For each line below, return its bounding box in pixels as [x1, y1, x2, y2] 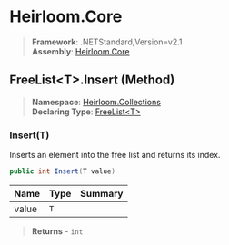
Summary [80, 187, 124, 200]
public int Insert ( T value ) [9, 167, 116, 176]
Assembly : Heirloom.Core [31, 45, 130, 56]
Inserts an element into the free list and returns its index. [9, 150, 221, 161]
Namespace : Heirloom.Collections [31, 96, 162, 107]
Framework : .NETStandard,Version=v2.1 [31, 36, 183, 47]
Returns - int [31, 225, 84, 237]
